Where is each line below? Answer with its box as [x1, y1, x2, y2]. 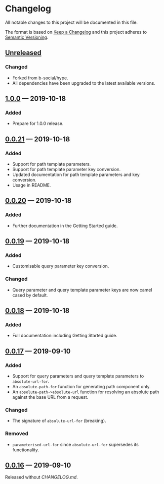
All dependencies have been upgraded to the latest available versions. [12, 80, 156, 86]
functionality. [12, 447, 39, 453]
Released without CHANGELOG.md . [5, 474, 78, 480]
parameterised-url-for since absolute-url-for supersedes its [12, 441, 139, 447]
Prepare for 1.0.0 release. [12, 121, 64, 126]
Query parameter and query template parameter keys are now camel [12, 287, 152, 293]
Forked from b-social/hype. [12, 75, 68, 81]
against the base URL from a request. [12, 394, 88, 400]
